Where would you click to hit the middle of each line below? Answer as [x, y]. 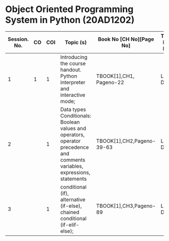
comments [73, 160]
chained [70, 212]
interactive [73, 95]
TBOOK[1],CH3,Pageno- [126, 206]
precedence [74, 147]
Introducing [74, 57]
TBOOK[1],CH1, [115, 76]
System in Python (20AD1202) [70, 20]
